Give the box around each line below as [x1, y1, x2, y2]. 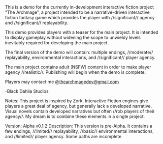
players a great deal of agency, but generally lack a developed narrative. [5, 103, 152, 109]
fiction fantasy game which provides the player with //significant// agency [5, 15, 155, 20]
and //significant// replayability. [5, 20, 68, 26]
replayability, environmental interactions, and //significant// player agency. [5, 55, 156, 60]
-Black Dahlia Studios [5, 88, 49, 94]
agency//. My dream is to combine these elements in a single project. [5, 114, 145, 119]
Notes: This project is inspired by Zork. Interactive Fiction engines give [5, 98, 149, 104]
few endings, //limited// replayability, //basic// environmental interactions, [5, 128, 154, 134]
